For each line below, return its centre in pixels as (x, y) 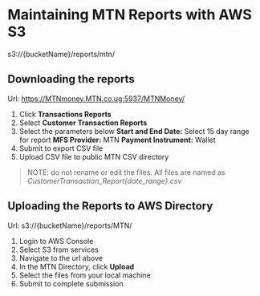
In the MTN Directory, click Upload (77, 266)
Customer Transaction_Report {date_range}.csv (104, 180)
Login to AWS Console (56, 241)
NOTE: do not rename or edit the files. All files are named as (126, 172)
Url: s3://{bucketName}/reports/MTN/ (70, 225)
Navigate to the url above (61, 257)
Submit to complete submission (71, 283)
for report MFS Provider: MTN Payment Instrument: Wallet (117, 140)
